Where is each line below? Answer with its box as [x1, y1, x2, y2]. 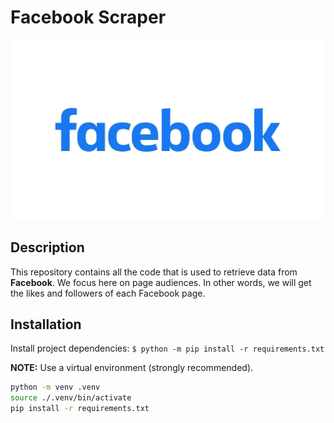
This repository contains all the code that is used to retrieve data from [10, 266, 298, 278]
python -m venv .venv [10, 382, 101, 393]
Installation [10, 316, 82, 333]
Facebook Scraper [10, 6, 167, 29]
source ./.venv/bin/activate [10, 393, 132, 403]
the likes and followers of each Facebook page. [10, 287, 206, 299]
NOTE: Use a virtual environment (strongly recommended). [10, 362, 254, 374]
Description [10, 239, 85, 256]
